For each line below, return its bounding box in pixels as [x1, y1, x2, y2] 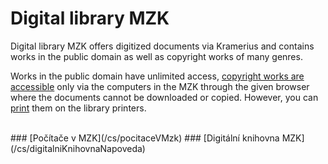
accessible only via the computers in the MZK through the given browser [10, 80, 310, 92]
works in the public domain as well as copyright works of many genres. [10, 50, 303, 62]
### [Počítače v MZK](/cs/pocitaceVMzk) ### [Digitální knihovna [10, 132, 280, 144]
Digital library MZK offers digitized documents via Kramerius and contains [10, 40, 315, 52]
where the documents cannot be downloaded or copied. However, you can [10, 91, 319, 103]
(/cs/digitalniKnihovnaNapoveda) [10, 142, 146, 154]
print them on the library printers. [10, 102, 147, 114]
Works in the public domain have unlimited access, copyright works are [10, 70, 305, 82]
